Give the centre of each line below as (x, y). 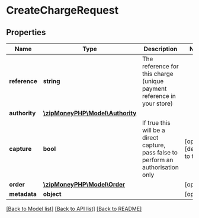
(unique (153, 81)
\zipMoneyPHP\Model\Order (84, 184)
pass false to (160, 152)
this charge (158, 74)
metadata (23, 194)
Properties (26, 32)
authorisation (160, 167)
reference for (160, 66)
